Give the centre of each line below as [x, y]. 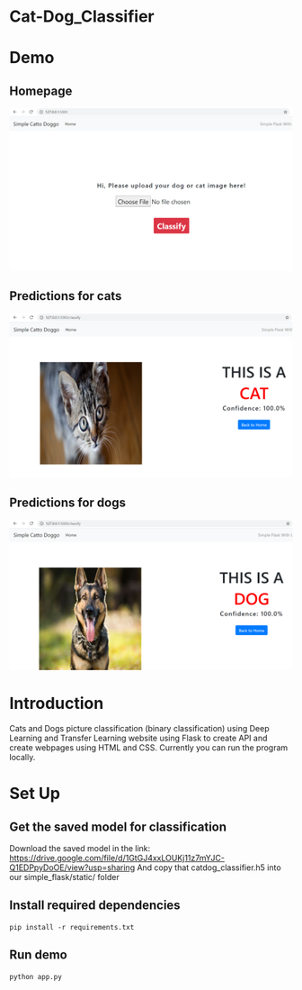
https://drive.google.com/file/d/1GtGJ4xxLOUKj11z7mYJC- [117, 858]
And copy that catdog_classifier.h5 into [209, 867]
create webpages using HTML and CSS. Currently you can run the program [149, 748]
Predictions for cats [66, 296]
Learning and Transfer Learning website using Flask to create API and [138, 738]
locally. [22, 758]
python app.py [36, 976]
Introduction [57, 704]
